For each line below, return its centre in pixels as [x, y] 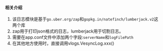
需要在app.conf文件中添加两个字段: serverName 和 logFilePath [73, 37]
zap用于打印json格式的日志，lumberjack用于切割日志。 [68, 31]
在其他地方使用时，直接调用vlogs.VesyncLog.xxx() [63, 43]
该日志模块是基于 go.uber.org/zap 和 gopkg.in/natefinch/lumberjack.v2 [83, 19]
